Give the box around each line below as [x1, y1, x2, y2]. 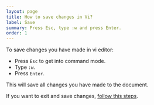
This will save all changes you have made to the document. [6, 81, 149, 88]
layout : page [6, 8, 38, 15]
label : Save [6, 19, 35, 25]
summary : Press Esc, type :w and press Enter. [6, 24, 122, 31]
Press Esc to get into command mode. [14, 58, 106, 65]
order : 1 [6, 30, 28, 36]
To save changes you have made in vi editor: [6, 46, 114, 53]
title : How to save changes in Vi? [6, 14, 93, 20]
